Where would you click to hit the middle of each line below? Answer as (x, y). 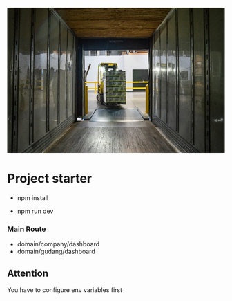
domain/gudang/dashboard (56, 252)
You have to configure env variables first (65, 290)
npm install (33, 198)
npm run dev (35, 211)
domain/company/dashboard (58, 244)
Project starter (49, 179)
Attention (28, 273)
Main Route (27, 229)
